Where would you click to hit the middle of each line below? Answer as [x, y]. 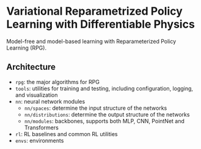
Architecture [31, 67]
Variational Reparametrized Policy [95, 11]
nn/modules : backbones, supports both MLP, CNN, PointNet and [104, 121]
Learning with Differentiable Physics [101, 24]
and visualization [36, 95]
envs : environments [39, 140]
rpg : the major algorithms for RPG [57, 82]
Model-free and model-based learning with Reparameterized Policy [91, 41]
